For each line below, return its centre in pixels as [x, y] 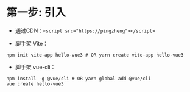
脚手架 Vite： [32, 43]
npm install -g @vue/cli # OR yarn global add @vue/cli [79, 79]
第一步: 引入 [36, 12]
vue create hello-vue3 [35, 84]
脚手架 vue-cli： [35, 67]
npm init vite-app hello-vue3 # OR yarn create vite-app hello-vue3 [95, 55]
